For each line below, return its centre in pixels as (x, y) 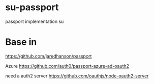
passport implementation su (35, 21)
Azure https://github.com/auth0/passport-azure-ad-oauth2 (67, 66)
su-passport (32, 7)
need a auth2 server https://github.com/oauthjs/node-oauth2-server (77, 76)
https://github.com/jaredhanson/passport (49, 56)
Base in (21, 42)
